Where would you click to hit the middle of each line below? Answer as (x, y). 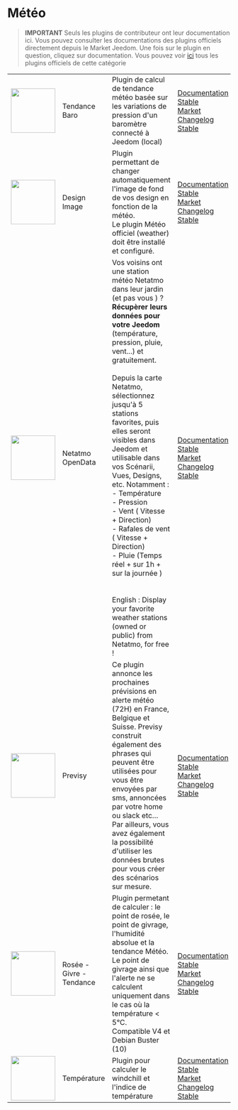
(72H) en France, (141, 709)
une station (131, 271)
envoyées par (135, 788)
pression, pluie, (137, 342)
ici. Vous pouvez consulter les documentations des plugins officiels (123, 40)
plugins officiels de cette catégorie (75, 62)
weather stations (140, 617)
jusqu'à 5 (127, 404)
